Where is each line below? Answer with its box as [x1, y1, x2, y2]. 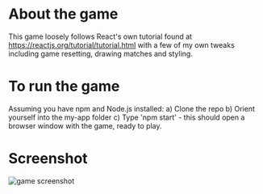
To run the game [8, 78, 120, 95]
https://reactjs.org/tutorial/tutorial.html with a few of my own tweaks [8, 40, 236, 49]
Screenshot [8, 150, 88, 168]
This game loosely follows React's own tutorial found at [8, 32, 192, 41]
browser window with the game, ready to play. [8, 120, 162, 130]
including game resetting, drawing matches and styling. [8, 48, 194, 58]
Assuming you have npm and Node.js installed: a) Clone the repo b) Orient [8, 103, 256, 113]
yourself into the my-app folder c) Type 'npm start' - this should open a [8, 112, 245, 122]
